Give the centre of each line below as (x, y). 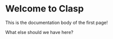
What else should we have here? (39, 32)
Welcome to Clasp (45, 9)
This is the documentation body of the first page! (56, 22)
